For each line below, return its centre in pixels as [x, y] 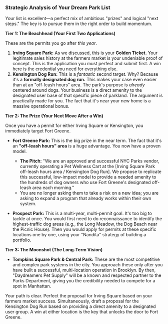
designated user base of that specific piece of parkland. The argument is [87, 96]
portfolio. [22, 240]
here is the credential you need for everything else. [65, 69]
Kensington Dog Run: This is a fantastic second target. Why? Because [85, 74]
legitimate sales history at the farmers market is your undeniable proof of [87, 58]
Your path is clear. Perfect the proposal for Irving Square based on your [79, 296]
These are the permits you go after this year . [51, 43]
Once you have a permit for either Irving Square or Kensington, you [74, 126]
